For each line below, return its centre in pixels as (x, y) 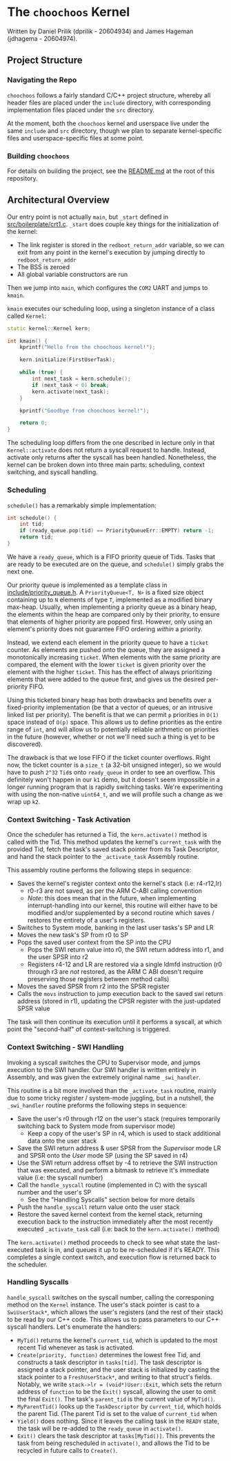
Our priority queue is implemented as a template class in (87, 585)
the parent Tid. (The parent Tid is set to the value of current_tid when (117, 1413)
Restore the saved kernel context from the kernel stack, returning (110, 1214)
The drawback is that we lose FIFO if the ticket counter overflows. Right (109, 757)
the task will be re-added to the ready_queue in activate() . (100, 1428)
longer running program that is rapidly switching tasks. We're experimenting (115, 787)
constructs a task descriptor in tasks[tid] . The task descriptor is (109, 1362)
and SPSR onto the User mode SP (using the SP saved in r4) (102, 1155)
